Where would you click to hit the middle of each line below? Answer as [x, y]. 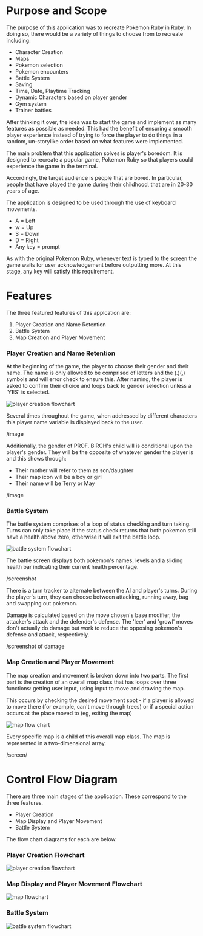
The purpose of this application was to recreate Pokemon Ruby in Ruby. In [99, 27]
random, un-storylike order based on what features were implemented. [95, 141]
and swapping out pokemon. [42, 604]
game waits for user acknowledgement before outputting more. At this [94, 264]
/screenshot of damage [35, 646]
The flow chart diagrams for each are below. [62, 839]
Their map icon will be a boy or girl [58, 477]
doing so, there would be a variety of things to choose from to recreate [95, 33]
